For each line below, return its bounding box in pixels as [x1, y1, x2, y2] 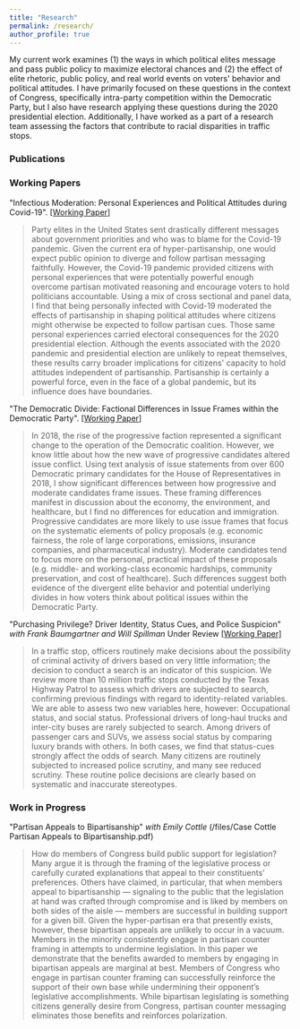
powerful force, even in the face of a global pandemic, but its [30, 376, 257, 387]
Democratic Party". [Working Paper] [9, 413, 142, 424]
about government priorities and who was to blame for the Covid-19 [30, 234, 282, 244]
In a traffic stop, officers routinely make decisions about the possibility [30, 646, 291, 656]
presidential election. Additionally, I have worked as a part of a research [9, 111, 274, 122]
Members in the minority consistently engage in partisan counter [30, 933, 270, 945]
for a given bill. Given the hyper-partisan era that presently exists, [30, 914, 273, 925]
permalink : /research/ [9, 21, 94, 30]
